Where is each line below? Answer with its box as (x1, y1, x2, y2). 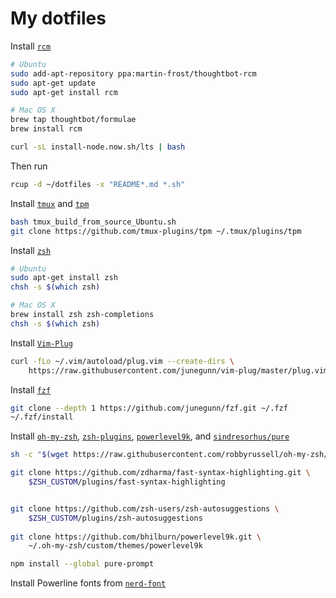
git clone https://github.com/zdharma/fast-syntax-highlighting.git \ (10, 468, 311, 478)
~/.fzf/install (10, 412, 74, 422)
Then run (10, 160, 48, 172)
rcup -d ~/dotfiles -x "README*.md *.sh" (10, 179, 186, 189)
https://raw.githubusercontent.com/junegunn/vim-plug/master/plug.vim (28, 365, 329, 376)
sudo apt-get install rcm (10, 87, 118, 97)
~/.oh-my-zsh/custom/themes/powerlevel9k (28, 541, 203, 551)
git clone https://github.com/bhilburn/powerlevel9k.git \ (10, 532, 262, 542)
